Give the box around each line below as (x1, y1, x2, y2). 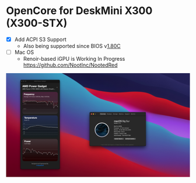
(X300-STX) (6, 16, 68, 30)
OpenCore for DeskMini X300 (6, 4, 153, 18)
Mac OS (14, 49, 34, 56)
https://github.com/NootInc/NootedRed (23, 61, 118, 68)
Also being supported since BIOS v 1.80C (23, 43, 121, 49)
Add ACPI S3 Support (14, 36, 67, 43)
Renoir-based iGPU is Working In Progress (23, 56, 125, 63)
